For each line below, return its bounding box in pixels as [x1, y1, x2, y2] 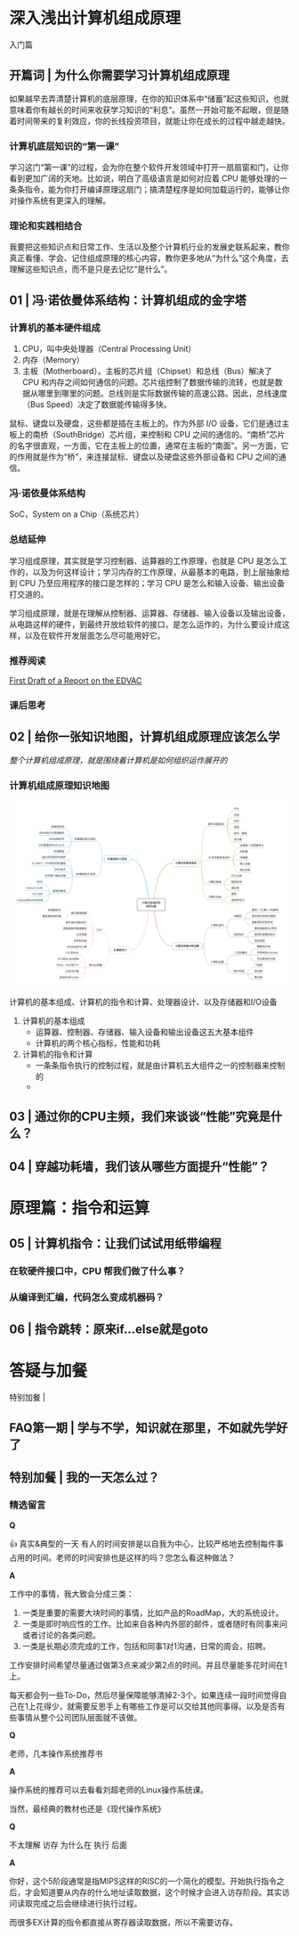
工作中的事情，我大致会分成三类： [9, 1588, 134, 1599]
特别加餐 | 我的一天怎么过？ [9, 1470, 160, 1485]
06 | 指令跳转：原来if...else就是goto [9, 1321, 209, 1336]
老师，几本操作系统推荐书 [9, 1748, 103, 1759]
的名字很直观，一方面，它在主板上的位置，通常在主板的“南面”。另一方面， [9, 440, 282, 451]
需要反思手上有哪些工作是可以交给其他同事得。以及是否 [74, 1701, 278, 1711]
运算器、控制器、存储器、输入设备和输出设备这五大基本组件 [35, 1026, 255, 1037]
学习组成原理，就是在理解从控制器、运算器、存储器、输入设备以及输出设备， [9, 608, 290, 618]
